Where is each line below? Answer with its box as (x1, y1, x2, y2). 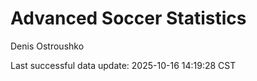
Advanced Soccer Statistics (10, 7, 247, 30)
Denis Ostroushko (10, 40, 85, 52)
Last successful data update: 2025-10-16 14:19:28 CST (10, 59, 237, 71)
